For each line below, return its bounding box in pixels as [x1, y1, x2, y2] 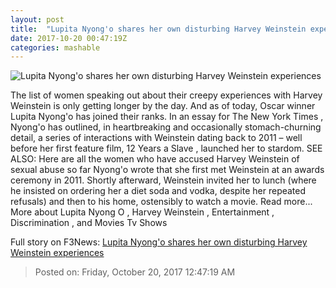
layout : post [10, 14, 65, 25]
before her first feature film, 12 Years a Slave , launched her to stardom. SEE [10, 142, 323, 155]
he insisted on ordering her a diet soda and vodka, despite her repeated [10, 185, 307, 197]
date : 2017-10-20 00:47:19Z [10, 33, 128, 43]
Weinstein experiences [10, 247, 105, 259]
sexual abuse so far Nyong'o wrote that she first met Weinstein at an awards [10, 164, 325, 176]
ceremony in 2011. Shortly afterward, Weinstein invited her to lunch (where [10, 174, 317, 186]
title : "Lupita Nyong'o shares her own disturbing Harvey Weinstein [10, 24, 307, 34]
